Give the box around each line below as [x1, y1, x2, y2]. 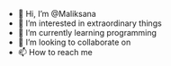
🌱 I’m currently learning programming [17, 28, 157, 37]
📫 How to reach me [17, 47, 93, 57]
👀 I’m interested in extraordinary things [17, 18, 162, 29]
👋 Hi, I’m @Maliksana [17, 9, 96, 19]
